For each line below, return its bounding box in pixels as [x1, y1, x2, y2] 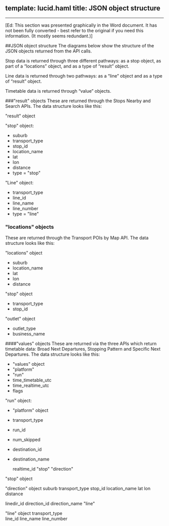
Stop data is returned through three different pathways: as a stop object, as [5, 57, 161, 63]
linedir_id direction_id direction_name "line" [5, 501, 95, 507]
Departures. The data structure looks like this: [5, 351, 100, 357]
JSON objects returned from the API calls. [5, 48, 92, 54]
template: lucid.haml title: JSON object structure [5, 4, 160, 13]
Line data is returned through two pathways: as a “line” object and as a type [5, 73, 162, 79]
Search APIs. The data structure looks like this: [5, 103, 102, 109]
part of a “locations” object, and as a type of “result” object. [5, 63, 130, 69]
